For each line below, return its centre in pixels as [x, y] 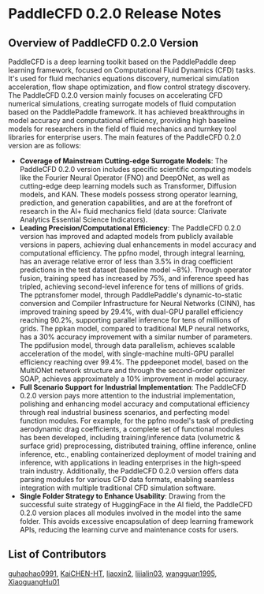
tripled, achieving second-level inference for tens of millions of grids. [132, 286]
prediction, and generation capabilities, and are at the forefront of [126, 203]
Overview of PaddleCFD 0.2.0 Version [103, 43]
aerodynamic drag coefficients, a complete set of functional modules [132, 429]
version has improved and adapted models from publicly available [126, 236]
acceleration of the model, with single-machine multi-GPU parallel [127, 353]
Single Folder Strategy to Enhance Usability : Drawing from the [123, 496]
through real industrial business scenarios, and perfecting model [125, 412]
